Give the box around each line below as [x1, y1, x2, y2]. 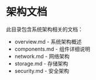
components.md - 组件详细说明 [14, 45, 91, 53]
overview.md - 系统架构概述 [14, 38, 82, 45]
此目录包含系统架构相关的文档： [6, 26, 83, 33]
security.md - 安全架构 [14, 67, 69, 74]
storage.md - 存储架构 [14, 60, 68, 67]
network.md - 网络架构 [14, 53, 70, 60]
